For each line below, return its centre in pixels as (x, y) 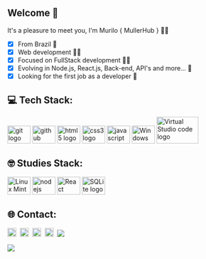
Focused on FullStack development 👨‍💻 (74, 60)
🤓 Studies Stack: (45, 163)
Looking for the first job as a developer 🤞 (77, 76)
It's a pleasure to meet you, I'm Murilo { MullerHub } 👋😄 (88, 30)
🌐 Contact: (32, 215)
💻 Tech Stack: (40, 100)
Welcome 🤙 (33, 13)
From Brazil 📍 (37, 44)
